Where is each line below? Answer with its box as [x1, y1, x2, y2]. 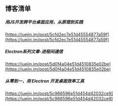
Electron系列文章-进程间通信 [5, 48, 63, 54]
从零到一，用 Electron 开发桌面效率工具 [5, 78, 84, 84]
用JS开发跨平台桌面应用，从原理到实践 [5, 19, 83, 25]
